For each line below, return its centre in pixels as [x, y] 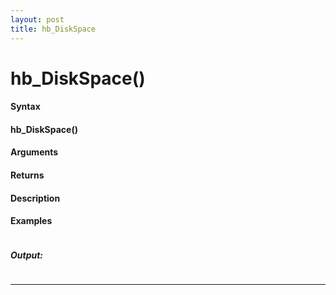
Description [35, 198]
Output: [27, 255]
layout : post [37, 19]
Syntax [25, 107]
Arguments [34, 152]
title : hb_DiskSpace [53, 29]
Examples [31, 221]
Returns [27, 175]
